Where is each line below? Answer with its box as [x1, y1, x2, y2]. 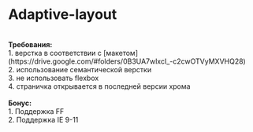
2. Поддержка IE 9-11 [8, 115, 79, 124]
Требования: [8, 39, 53, 49]
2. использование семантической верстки [8, 64, 152, 74]
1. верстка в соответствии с [8, 48, 102, 57]
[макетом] [103, 48, 138, 57]
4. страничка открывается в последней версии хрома [8, 81, 191, 91]
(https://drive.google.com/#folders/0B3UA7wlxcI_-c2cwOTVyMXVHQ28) [8, 57, 246, 66]
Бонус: [8, 98, 32, 108]
